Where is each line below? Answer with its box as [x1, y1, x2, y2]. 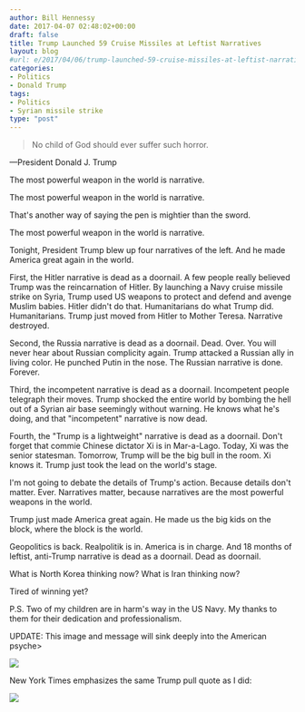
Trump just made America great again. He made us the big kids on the [9, 514, 271, 525]
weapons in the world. [9, 496, 93, 508]
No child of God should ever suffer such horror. [31, 140, 209, 151]
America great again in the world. [9, 255, 134, 266]
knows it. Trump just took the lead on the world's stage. [9, 460, 218, 471]
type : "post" [9, 114, 59, 123]
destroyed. [9, 320, 50, 331]
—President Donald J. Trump [9, 157, 118, 168]
